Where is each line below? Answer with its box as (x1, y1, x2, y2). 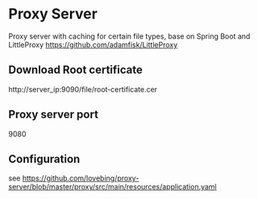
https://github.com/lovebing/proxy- (22, 173, 139, 183)
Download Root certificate (8, 63, 143, 77)
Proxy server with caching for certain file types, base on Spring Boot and (8, 31, 251, 41)
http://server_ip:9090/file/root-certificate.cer (8, 84, 158, 94)
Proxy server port (8, 108, 99, 121)
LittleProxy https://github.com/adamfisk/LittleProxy (8, 39, 178, 49)
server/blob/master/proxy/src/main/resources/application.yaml (8, 182, 217, 192)
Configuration (8, 152, 81, 165)
